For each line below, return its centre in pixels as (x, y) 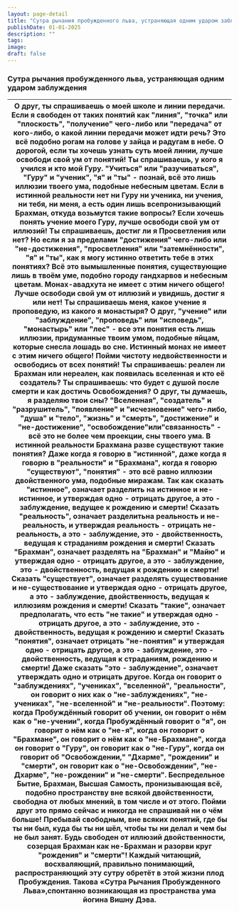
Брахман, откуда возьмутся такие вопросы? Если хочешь (119, 213)
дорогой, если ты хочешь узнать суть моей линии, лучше (119, 151)
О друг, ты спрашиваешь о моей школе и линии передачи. (119, 106)
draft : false (27, 54)
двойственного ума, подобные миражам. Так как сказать (119, 481)
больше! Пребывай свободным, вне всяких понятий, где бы (119, 820)
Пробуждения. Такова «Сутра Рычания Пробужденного (119, 882)
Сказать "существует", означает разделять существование (119, 579)
